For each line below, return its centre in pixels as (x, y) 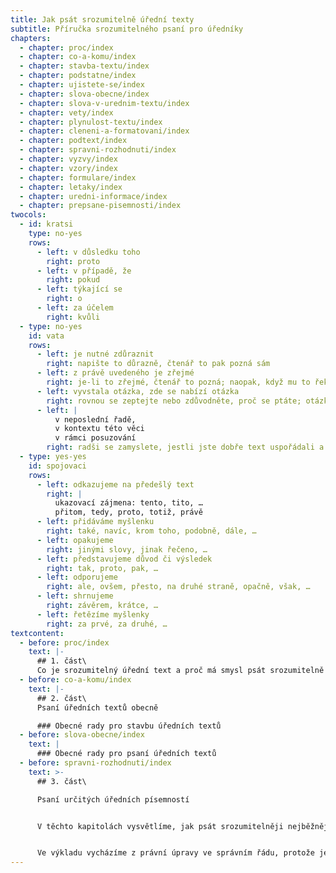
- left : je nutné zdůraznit (95, 354)
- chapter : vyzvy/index (68, 159)
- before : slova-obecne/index (82, 735)
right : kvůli (73, 317)
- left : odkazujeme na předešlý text (115, 484)
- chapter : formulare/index (78, 177)
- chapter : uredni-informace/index (93, 196)
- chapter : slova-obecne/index (84, 94)
